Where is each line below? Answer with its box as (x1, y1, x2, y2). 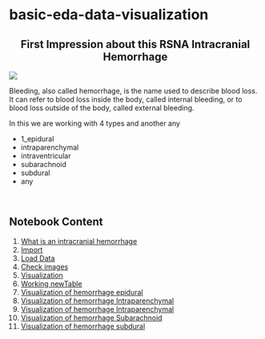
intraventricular (20, 151, 71, 161)
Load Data (20, 253, 55, 263)
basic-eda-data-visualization (9, 6, 209, 24)
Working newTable (20, 278, 82, 289)
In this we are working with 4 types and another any (9, 118, 181, 128)
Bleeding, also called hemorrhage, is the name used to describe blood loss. (9, 86, 258, 95)
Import (20, 245, 43, 254)
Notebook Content (9, 215, 103, 229)
